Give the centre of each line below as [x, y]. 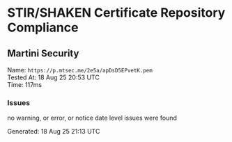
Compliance [43, 27]
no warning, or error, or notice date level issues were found [92, 118]
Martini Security [43, 53]
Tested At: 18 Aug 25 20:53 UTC [53, 77]
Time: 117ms [25, 85]
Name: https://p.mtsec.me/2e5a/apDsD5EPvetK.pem [80, 70]
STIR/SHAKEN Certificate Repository [116, 13]
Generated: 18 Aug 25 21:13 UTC [54, 132]
